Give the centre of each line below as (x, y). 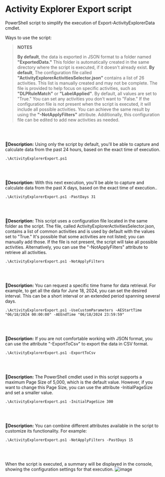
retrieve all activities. (26, 252)
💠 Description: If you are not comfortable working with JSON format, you (79, 338)
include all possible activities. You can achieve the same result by (83, 109)
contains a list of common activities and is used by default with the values (80, 231)
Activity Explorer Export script (68, 9)
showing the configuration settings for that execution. (60, 469)
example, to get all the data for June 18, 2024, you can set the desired (76, 291)
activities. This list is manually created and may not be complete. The (87, 83)
